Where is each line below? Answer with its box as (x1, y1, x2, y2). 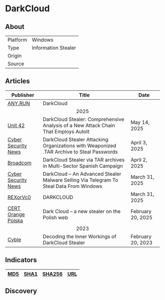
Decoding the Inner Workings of (42, 233, 116, 240)
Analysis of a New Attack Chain (42, 122, 115, 129)
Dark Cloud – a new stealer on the (42, 208, 121, 215)
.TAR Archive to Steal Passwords (42, 148, 118, 155)
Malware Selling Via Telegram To (42, 176, 118, 183)
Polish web (42, 214, 68, 221)
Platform (7, 36, 27, 43)
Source (7, 60, 25, 67)
